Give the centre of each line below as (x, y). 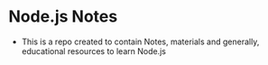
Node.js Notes (63, 17)
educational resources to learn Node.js (93, 51)
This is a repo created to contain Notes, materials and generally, (140, 42)
